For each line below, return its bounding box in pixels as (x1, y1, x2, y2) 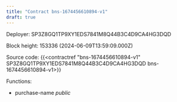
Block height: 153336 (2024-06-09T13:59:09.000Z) (6, 42, 133, 49)
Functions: (6, 78, 32, 85)
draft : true (6, 14, 36, 20)
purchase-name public (14, 89, 71, 96)
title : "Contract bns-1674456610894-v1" (6, 8, 108, 15)
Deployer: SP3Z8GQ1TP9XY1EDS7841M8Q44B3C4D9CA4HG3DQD (6, 30, 172, 37)
